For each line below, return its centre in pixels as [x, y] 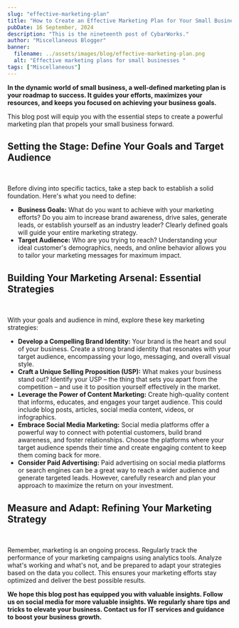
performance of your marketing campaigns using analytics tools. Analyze [115, 558]
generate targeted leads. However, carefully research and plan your [117, 478]
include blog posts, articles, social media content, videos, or [106, 410]
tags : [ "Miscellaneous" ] [44, 67]
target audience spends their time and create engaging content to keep [122, 447]
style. [26, 364]
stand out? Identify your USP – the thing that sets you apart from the [118, 380]
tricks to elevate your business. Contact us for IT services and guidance [116, 609]
